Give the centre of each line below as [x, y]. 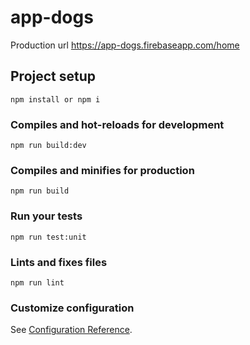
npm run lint [37, 282]
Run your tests [46, 216]
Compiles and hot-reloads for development [117, 124]
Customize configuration [72, 308]
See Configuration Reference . [71, 330]
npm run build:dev [48, 146]
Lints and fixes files [59, 262]
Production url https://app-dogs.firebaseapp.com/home [125, 45]
